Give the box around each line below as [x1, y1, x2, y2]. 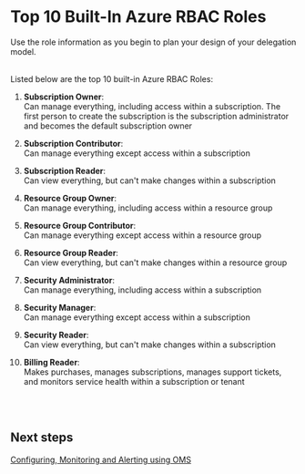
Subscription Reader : [23, 165, 107, 176]
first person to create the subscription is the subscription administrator [23, 110, 290, 121]
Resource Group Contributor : [23, 220, 137, 231]
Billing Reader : [23, 356, 80, 367]
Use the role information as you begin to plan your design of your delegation [10, 36, 297, 47]
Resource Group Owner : [23, 192, 117, 203]
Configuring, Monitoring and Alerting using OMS [10, 454, 192, 465]
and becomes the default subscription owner [23, 120, 193, 131]
